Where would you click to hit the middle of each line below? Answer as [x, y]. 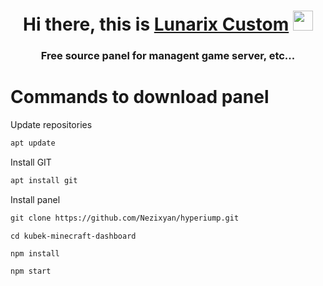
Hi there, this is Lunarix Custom [156, 24]
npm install [35, 253]
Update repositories [51, 125]
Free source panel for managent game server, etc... [168, 56]
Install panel [35, 199]
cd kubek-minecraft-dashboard [73, 236]
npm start [31, 271]
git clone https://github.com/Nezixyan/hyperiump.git [125, 218]
